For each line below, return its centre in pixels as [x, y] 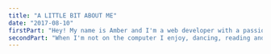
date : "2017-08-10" [41, 23]
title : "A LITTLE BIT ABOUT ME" [63, 15]
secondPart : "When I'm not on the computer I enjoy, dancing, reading [129, 38]
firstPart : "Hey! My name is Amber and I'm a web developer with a [124, 30]
